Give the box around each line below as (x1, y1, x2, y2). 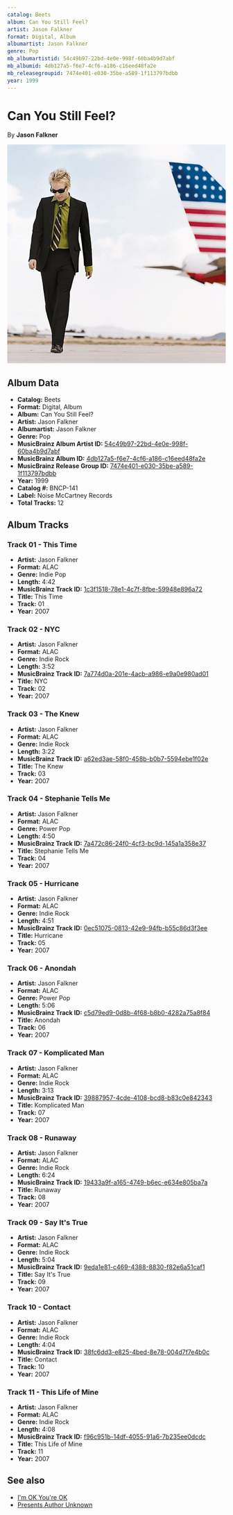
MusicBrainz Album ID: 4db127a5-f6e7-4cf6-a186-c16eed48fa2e (17, 455, 206, 463)
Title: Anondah (17, 1016, 61, 1024)
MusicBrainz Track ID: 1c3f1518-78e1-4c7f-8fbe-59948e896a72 (17, 585, 203, 593)
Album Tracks (7, 519, 69, 530)
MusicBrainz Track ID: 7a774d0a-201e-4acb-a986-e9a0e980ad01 (17, 670, 209, 678)
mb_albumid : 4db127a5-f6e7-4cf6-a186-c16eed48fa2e (7, 62, 157, 69)
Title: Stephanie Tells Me (17, 846, 89, 855)
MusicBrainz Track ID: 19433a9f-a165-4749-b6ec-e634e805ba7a (17, 1178, 208, 1187)
